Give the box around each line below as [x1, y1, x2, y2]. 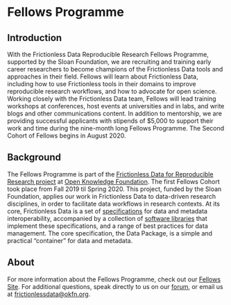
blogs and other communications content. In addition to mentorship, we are [7, 109, 222, 117]
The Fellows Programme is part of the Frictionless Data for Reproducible [7, 170, 214, 178]
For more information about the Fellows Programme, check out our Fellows [7, 275, 221, 283]
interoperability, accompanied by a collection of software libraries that [7, 214, 207, 222]
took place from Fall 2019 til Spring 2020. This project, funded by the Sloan [7, 185, 222, 193]
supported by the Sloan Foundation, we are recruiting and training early [7, 58, 212, 66]
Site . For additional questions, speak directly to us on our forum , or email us [7, 282, 223, 290]
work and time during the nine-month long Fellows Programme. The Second [7, 124, 225, 132]
